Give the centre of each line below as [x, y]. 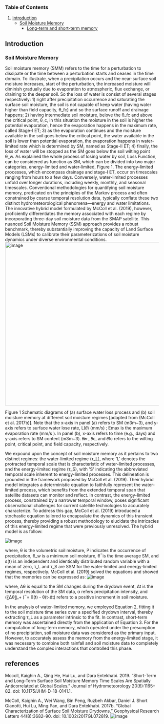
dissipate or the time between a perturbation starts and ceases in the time [79, 73]
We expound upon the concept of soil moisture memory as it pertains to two [82, 453]
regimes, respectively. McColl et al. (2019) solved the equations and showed [82, 572]
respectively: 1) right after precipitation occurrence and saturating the [75, 99]
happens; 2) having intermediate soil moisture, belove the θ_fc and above [79, 115]
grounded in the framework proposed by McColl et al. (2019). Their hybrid [79, 479]
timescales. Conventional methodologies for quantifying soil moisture [75, 188]
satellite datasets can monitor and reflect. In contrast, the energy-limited [78, 495]
